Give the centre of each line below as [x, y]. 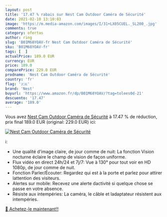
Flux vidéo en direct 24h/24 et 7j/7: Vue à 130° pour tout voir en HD [82, 162]
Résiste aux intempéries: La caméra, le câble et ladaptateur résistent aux [87, 194]
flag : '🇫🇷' [17, 84]
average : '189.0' [23, 103]
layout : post [19, 10]
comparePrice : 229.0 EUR [31, 70]
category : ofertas [24, 33]
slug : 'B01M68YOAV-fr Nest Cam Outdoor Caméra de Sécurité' [69, 42]
